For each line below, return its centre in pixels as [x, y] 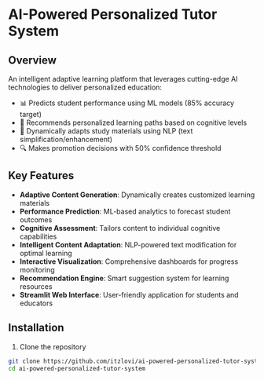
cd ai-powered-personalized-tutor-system [77, 368]
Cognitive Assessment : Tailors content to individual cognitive [120, 228]
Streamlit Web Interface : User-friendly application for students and [129, 294]
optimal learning [46, 253]
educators [36, 303]
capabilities [38, 236]
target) [30, 114]
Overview [33, 60]
